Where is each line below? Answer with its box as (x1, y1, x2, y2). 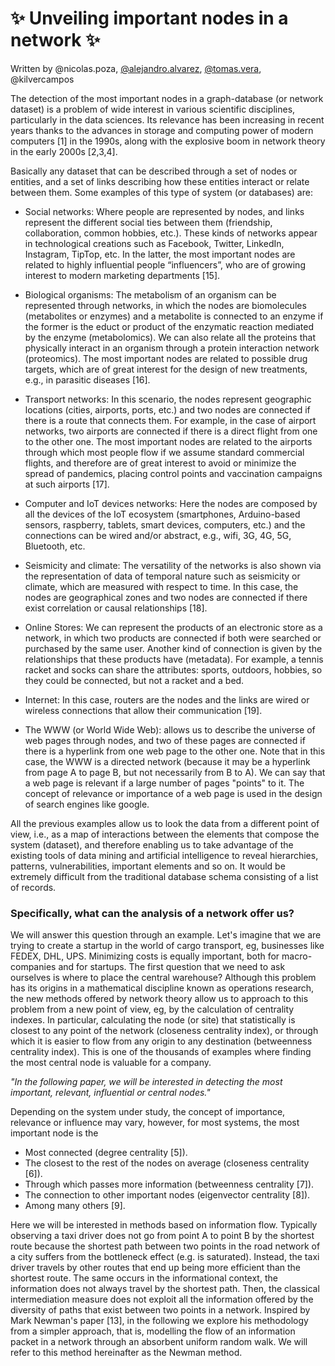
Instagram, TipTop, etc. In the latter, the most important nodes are (24, 248, 296, 260)
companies (10, 961, 57, 973)
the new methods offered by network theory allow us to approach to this (10, 993, 309, 1005)
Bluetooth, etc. (24, 540, 86, 552)
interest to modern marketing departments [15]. (24, 269, 221, 281)
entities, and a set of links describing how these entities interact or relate (10, 175, 310, 187)
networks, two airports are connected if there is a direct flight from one (24, 425, 318, 437)
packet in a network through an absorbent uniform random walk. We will (10, 1336, 308, 1348)
